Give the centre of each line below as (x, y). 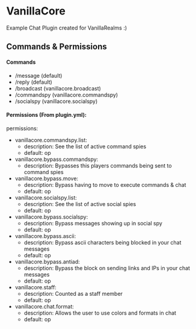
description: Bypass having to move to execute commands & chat (105, 184)
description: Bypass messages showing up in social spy (93, 223)
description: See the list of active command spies (85, 146)
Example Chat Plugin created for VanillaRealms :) (67, 28)
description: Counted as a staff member (73, 293)
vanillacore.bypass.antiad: (47, 262)
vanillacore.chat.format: (44, 306)
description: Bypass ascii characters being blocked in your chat (103, 242)
